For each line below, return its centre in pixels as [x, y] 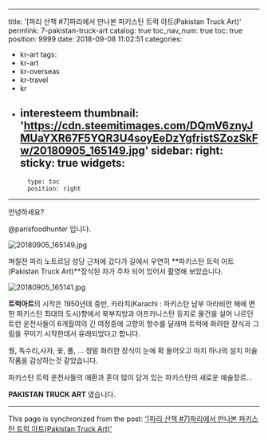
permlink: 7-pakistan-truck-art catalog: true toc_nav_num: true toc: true [126, 30]
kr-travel [34, 80]
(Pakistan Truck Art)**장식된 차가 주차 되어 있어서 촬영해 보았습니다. [116, 271]
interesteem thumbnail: [79, 114]
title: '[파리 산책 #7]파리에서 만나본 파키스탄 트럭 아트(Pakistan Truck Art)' [125, 22]
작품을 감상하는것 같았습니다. [53, 360]
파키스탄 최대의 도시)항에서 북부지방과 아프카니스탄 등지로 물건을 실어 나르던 [135, 313]
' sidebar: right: [184, 151]
